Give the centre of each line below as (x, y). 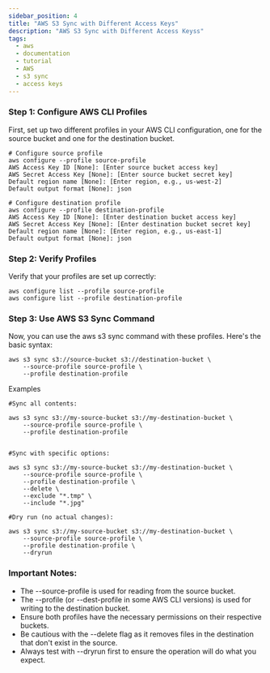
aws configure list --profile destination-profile (95, 298)
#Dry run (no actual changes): (61, 517)
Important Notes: (43, 573)
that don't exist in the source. (69, 642)
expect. (33, 660)
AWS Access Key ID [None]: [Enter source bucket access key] (114, 167)
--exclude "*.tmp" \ (57, 496)
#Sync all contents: (43, 404)
